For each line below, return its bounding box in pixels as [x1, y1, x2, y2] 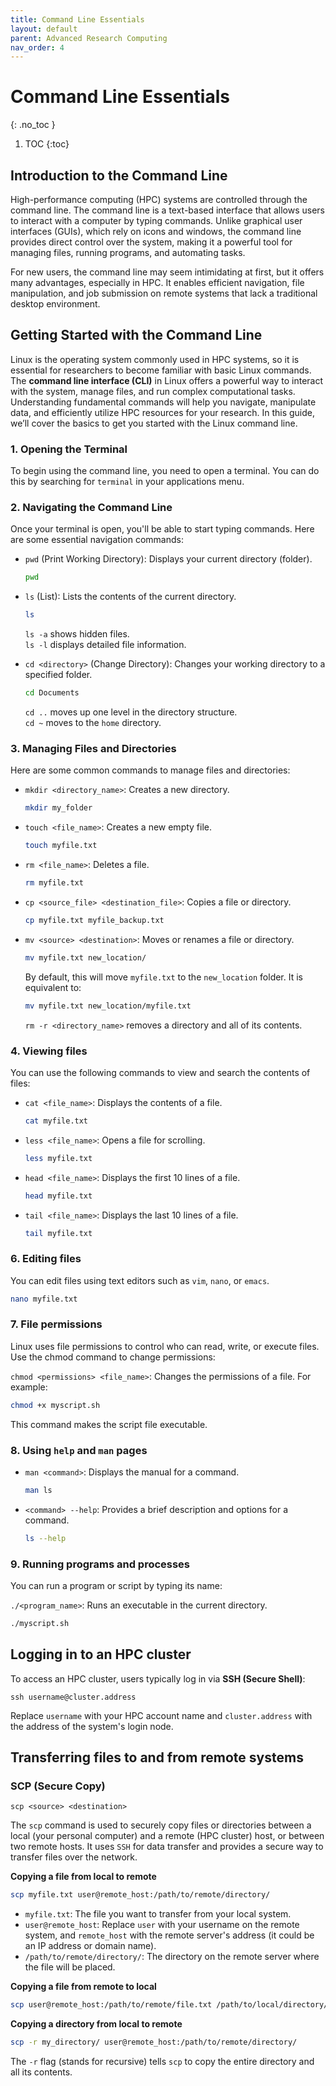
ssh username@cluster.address [10, 1692, 137, 1702]
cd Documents [24, 688, 80, 698]
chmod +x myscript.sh [10, 1400, 101, 1410]
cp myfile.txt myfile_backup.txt [24, 915, 165, 925]
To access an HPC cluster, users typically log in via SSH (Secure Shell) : [10, 1672, 306, 1685]
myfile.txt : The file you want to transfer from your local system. [24, 1908, 292, 1920]
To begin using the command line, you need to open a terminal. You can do [10, 465, 320, 477]
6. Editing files [10, 1252, 82, 1266]
